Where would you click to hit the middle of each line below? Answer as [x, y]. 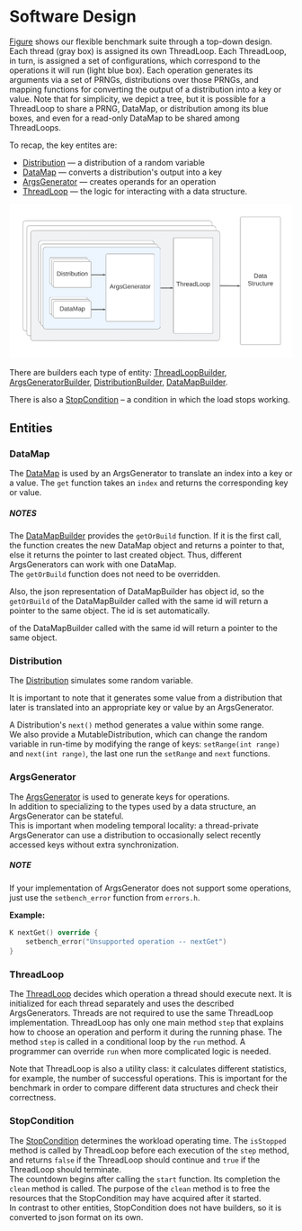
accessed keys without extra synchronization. [94, 845]
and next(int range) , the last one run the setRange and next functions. [140, 754]
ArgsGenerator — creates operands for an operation [119, 181]
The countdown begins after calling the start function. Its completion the [145, 1179]
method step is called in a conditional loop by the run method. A [127, 1042]
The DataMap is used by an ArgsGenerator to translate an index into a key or [151, 474]
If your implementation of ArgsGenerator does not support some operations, [151, 888]
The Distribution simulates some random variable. [101, 681]
